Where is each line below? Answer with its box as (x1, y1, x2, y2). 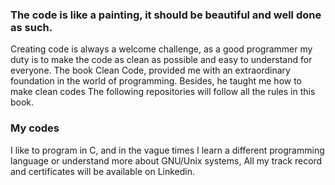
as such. (10, 20, 53, 34)
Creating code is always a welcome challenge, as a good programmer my (10, 43, 313, 55)
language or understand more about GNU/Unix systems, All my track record (10, 154, 323, 167)
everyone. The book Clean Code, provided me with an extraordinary (10, 64, 291, 77)
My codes (10, 121, 60, 135)
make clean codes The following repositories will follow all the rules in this (10, 86, 316, 98)
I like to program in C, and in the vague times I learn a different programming (10, 144, 325, 156)
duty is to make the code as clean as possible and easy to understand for (10, 54, 313, 66)
